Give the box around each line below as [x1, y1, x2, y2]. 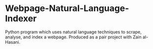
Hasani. [5, 39, 21, 45]
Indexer [5, 13, 37, 24]
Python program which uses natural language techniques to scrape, [5, 29, 142, 35]
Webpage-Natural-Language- [5, 3, 130, 14]
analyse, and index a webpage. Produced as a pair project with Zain [5, 34, 142, 40]
